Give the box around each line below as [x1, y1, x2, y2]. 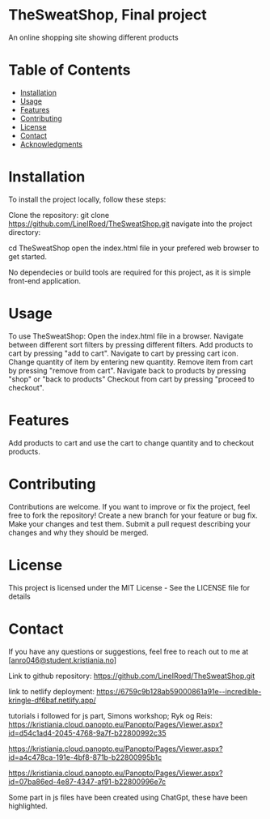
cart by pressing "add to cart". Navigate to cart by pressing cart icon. [8, 348, 238, 358]
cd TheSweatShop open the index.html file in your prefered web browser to [8, 243, 259, 253]
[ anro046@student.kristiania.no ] [8, 655, 117, 665]
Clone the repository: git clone [8, 210, 110, 220]
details [8, 591, 31, 601]
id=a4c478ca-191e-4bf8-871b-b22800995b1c [8, 752, 162, 762]
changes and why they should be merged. [8, 527, 149, 537]
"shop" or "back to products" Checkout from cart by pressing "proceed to [8, 374, 255, 384]
